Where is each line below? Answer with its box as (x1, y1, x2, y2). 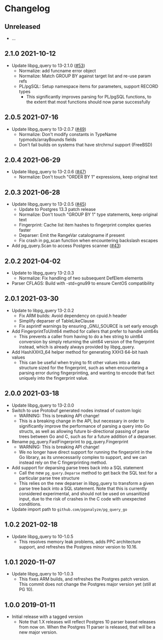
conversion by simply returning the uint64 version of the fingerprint (19, 339, 155, 344)
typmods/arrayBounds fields (19, 137, 77, 142)
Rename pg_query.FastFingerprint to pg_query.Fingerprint (11, 438, 129, 444)
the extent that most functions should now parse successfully (26, 99, 151, 105)
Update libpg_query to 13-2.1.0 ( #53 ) (11, 62, 85, 69)
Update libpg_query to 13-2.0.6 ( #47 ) (11, 169, 86, 175)
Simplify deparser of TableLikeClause (19, 318, 95, 323)
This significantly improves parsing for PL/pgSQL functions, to (26, 93, 152, 99)
